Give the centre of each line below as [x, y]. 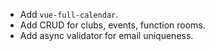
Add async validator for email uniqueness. [106, 35]
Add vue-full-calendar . [69, 14]
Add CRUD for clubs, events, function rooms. [112, 25]
